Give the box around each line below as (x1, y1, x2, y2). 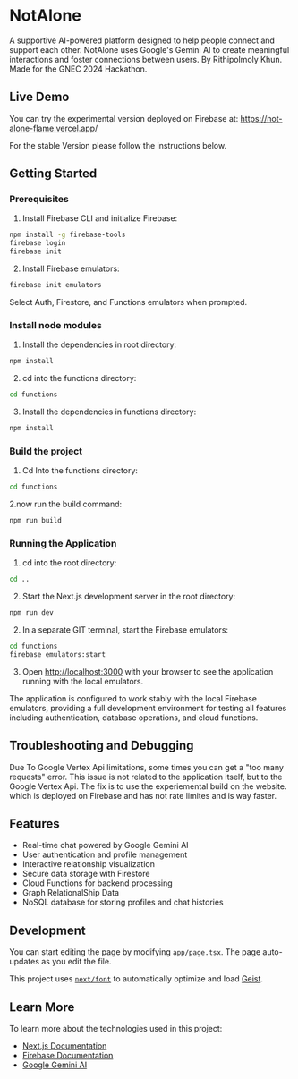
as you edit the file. (41, 956, 112, 967)
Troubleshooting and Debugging (9, 738, 194, 753)
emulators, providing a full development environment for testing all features (9, 702, 287, 713)
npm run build (9, 516, 63, 525)
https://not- (240, 113, 283, 123)
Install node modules (9, 319, 103, 331)
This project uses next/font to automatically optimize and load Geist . (9, 973, 264, 984)
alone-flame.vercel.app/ (9, 123, 98, 133)
